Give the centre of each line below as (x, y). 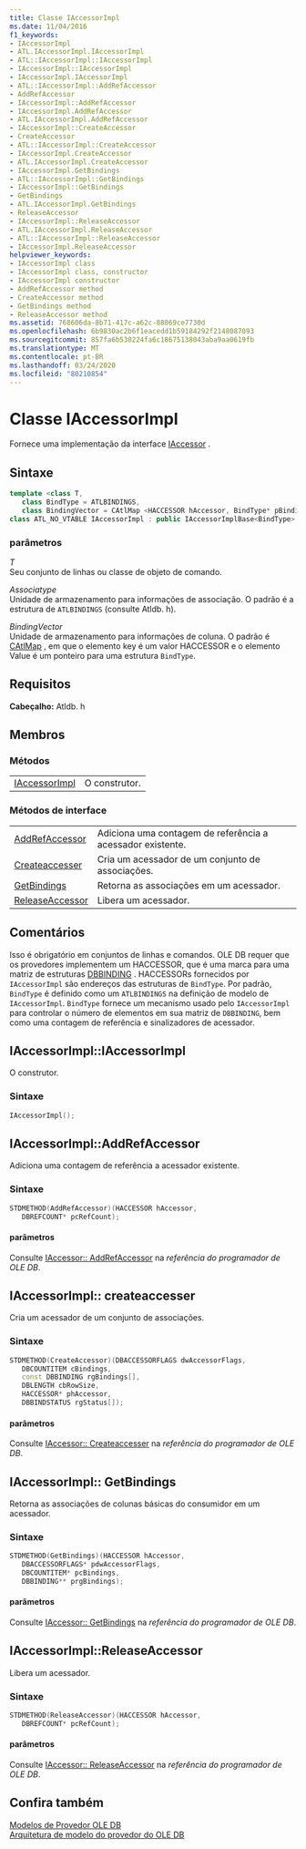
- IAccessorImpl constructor (65, 281)
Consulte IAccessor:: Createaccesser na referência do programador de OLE (152, 1443)
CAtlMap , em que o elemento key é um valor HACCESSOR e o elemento (145, 646)
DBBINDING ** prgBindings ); (73, 1581)
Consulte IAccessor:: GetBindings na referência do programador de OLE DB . (153, 1622)
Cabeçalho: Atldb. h (47, 706)
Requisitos (40, 684)
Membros (37, 735)
